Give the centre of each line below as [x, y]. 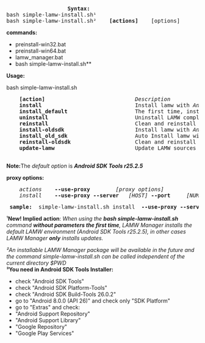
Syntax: [79, 9]
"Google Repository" [41, 327]
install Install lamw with [105, 105]
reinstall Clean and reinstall [108, 124]
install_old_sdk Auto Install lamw [105, 136]
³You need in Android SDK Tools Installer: [60, 269]
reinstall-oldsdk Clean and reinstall [108, 142]
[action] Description [95, 99]
